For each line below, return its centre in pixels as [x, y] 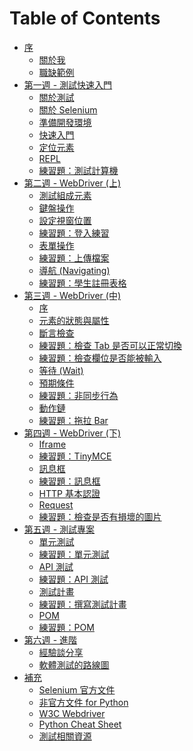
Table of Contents [85, 18]
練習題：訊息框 [69, 481]
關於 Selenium [68, 109]
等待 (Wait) [61, 370]
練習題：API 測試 [73, 579]
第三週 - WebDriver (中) [72, 295]
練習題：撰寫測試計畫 [82, 604]
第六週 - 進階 [50, 639]
